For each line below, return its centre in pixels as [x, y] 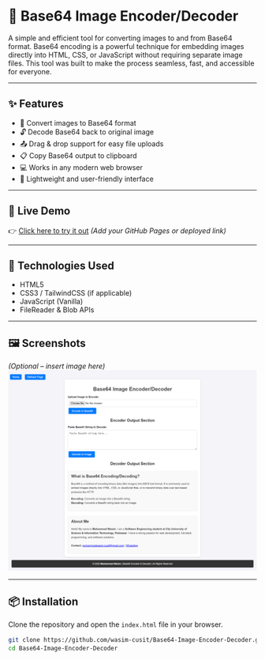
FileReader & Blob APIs [57, 310]
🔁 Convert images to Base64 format [78, 123]
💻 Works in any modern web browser [81, 167]
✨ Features [36, 104]
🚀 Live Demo [39, 211]
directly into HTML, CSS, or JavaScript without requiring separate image [125, 55]
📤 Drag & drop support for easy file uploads [91, 143]
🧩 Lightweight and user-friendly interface [86, 179]
